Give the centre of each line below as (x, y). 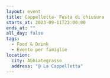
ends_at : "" (21, 28)
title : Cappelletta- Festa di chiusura (55, 17)
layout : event (24, 11)
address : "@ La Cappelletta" (47, 66)
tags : (13, 39)
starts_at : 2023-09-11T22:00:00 (46, 22)
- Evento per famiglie (39, 50)
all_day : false (25, 33)
